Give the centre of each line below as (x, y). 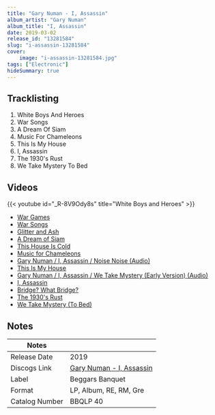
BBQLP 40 (87, 401)
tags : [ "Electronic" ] (38, 64)
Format (22, 390)
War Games (33, 217)
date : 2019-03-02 (32, 33)
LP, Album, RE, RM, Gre (107, 390)
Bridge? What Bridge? (48, 290)
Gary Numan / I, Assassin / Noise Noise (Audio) (84, 261)
